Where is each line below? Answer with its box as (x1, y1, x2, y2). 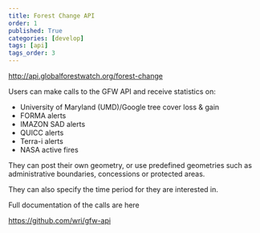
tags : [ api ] (8, 42, 48, 50)
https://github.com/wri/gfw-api (8, 216, 111, 225)
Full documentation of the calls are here (8, 200, 140, 210)
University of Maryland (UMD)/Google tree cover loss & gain (19, 102, 220, 112)
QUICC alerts (19, 128, 64, 137)
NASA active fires (19, 145, 79, 154)
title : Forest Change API (8, 11, 95, 20)
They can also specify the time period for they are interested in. (8, 185, 219, 194)
